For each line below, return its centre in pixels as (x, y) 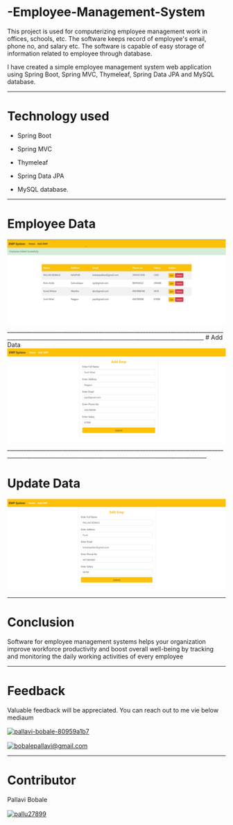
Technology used (58, 116)
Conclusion (41, 623)
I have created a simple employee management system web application (109, 67)
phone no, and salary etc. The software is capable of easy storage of (106, 46)
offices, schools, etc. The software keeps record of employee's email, (107, 38)
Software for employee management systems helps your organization (107, 641)
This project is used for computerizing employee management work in (107, 31)
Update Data (44, 484)
